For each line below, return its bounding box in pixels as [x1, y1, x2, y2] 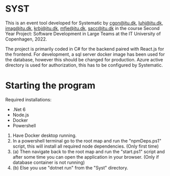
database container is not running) [12, 159, 85, 165]
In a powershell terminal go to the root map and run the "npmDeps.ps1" [12, 137, 161, 144]
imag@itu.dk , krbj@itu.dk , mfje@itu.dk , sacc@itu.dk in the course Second [5, 25, 160, 31]
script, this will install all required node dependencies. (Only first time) [12, 143, 159, 149]
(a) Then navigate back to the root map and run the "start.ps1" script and [12, 148, 165, 155]
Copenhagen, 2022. [5, 36, 47, 42]
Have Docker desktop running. [12, 132, 77, 138]
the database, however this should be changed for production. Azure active [5, 56, 163, 62]
